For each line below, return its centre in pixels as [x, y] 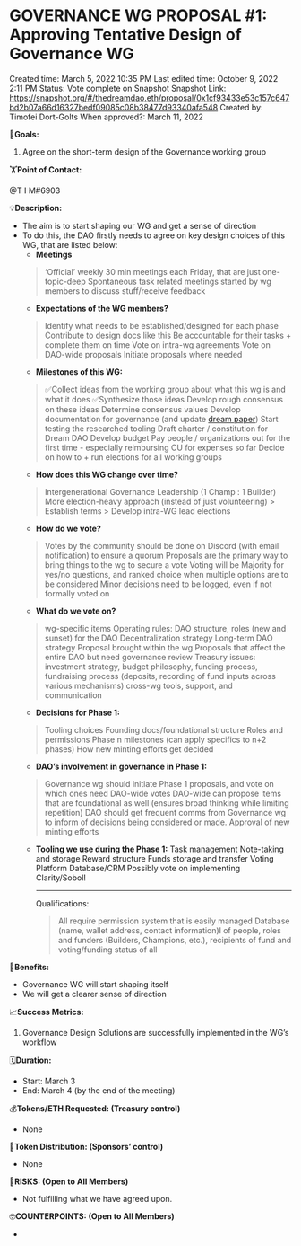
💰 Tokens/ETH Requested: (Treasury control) [95, 1108]
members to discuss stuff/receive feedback [125, 291]
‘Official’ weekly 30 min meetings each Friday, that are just [153, 271]
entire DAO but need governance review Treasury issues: [150, 657]
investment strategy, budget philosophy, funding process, [151, 667]
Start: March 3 [49, 1081]
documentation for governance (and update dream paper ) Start [162, 419]
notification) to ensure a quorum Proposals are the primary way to [166, 555]
